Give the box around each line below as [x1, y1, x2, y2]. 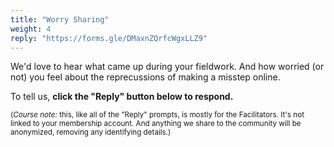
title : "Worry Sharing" [10, 14, 110, 25]
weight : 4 [10, 24, 52, 34]
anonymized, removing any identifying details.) [10, 127, 172, 138]
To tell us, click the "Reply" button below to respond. [10, 91, 234, 103]
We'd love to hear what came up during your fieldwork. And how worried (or [10, 61, 325, 73]
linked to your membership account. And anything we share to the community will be [10, 119, 302, 129]
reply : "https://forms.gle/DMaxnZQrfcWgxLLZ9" [10, 33, 208, 43]
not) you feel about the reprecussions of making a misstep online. [10, 71, 281, 83]
